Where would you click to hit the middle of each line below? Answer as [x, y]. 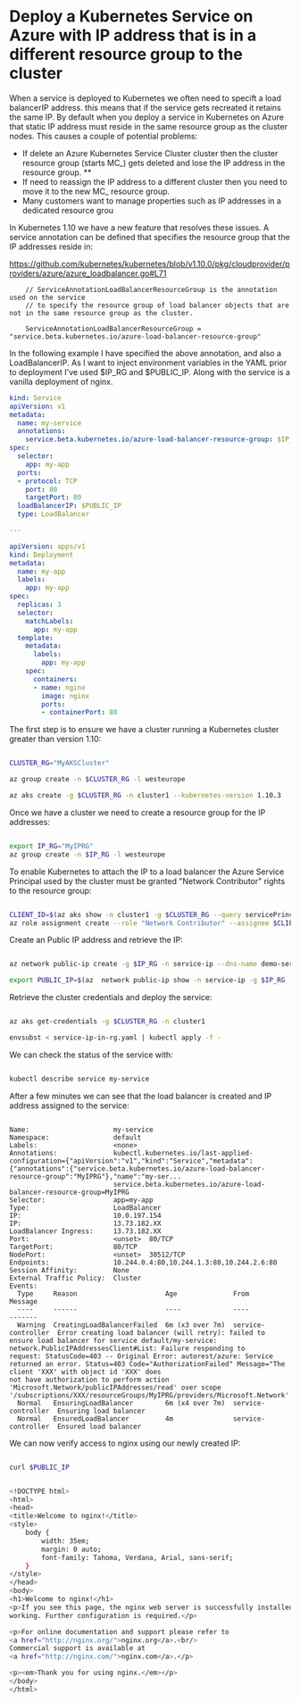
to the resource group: [50, 890]
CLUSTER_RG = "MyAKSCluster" [59, 763]
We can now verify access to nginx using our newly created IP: [125, 1443]
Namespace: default [75, 1137]
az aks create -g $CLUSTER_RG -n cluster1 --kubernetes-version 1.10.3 [145, 796]
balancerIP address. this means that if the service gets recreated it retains [145, 107]
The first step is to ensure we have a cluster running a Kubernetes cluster [144, 730]
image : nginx [66, 696]
